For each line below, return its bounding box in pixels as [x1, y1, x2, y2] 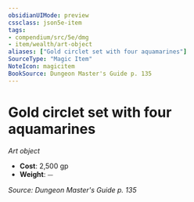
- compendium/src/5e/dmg [8, 33, 89, 41]
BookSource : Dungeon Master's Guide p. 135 [8, 70, 153, 78]
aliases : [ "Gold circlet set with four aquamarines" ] [8, 48, 188, 56]
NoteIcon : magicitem [8, 63, 76, 70]
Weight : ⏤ [19, 169, 53, 179]
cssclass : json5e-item [8, 19, 82, 27]
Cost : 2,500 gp [19, 161, 69, 171]
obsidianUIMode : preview [8, 11, 89, 20]
